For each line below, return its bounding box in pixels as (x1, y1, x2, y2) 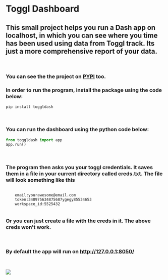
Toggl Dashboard (6, 3, 80, 15)
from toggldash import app (6, 137, 63, 142)
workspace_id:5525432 (15, 201, 60, 207)
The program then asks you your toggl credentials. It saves (6, 164, 153, 171)
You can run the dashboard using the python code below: (6, 126, 149, 133)
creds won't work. (6, 224, 51, 231)
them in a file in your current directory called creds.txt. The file (6, 170, 163, 177)
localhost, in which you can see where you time (6, 31, 158, 39)
